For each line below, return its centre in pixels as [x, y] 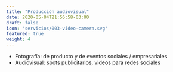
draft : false [22, 23]
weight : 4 [18, 39]
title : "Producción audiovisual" [48, 12]
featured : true [25, 34]
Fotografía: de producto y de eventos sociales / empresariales [91, 56]
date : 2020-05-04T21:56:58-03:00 [48, 17]
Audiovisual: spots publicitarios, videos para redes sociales [88, 62]
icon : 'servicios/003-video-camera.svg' [57, 28]
